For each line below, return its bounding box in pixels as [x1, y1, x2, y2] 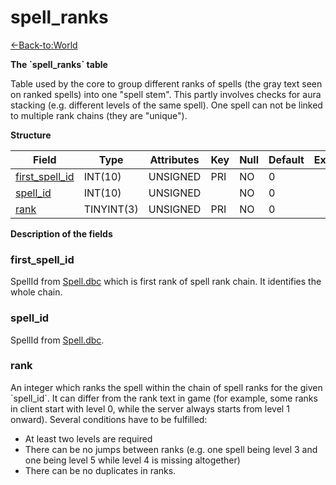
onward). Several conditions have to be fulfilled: [10, 413, 208, 425]
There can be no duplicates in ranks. [24, 464, 177, 476]
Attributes [149, 152, 200, 166]
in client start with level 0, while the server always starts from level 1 [10, 402, 290, 415]
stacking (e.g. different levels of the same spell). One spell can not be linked [10, 99, 323, 111]
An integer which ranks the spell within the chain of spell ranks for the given [10, 381, 323, 393]
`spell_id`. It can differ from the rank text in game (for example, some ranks [10, 392, 318, 404]
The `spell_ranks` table [10, 58, 108, 70]
